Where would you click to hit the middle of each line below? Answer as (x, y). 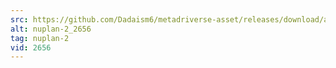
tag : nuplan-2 (40, 38)
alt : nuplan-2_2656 (51, 29)
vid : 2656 (31, 47)
